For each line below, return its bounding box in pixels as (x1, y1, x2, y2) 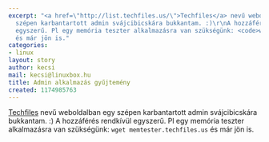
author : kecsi (8, 64, 56, 72)
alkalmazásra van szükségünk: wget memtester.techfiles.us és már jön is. (8, 124, 255, 134)
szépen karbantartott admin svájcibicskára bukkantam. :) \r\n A (15, 19, 231, 27)
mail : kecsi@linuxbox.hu (8, 71, 91, 79)
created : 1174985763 (8, 85, 78, 94)
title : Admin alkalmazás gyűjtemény (8, 78, 130, 86)
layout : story (8, 57, 56, 65)
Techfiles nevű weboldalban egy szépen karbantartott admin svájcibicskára (8, 108, 258, 117)
